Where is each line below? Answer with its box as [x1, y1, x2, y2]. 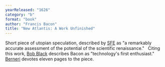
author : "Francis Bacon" [5, 21, 57, 27]
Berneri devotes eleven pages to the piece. [5, 56, 94, 62]
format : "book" [5, 17, 37, 22]
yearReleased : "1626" [5, 7, 51, 13]
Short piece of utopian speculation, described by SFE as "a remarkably [5, 40, 152, 46]
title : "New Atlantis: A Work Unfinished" [5, 26, 95, 31]
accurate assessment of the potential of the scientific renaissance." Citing [5, 45, 160, 51]
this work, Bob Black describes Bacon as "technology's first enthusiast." [5, 51, 154, 57]
